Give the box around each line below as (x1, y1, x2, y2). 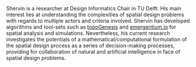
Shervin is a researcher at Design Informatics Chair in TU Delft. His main (6, 5, 182, 12)
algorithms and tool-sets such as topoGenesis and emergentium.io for (6, 23, 177, 30)
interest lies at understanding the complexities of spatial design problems (6, 11, 185, 18)
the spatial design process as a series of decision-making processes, (6, 42, 175, 49)
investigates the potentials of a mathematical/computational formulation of (6, 36, 187, 43)
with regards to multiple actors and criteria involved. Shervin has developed (6, 17, 190, 24)
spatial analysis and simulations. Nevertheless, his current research (6, 30, 170, 37)
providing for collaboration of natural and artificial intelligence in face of (6, 48, 181, 55)
